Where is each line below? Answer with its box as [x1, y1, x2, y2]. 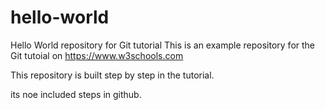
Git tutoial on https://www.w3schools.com [10, 49, 184, 61]
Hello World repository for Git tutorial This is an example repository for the [10, 39, 316, 51]
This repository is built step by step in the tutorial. [10, 69, 215, 81]
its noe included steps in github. [10, 88, 142, 100]
